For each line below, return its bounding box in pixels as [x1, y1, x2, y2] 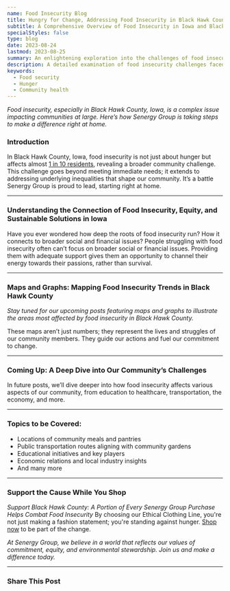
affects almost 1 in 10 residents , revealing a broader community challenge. [7, 160, 216, 168]
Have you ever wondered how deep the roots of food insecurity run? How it [7, 229, 220, 237]
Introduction [7, 137, 49, 147]
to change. [7, 342, 38, 350]
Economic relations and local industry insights [16, 456, 147, 465]
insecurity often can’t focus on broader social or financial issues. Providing [7, 244, 218, 253]
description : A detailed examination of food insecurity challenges [7, 61, 207, 68]
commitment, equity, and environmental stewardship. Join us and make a [7, 545, 215, 553]
